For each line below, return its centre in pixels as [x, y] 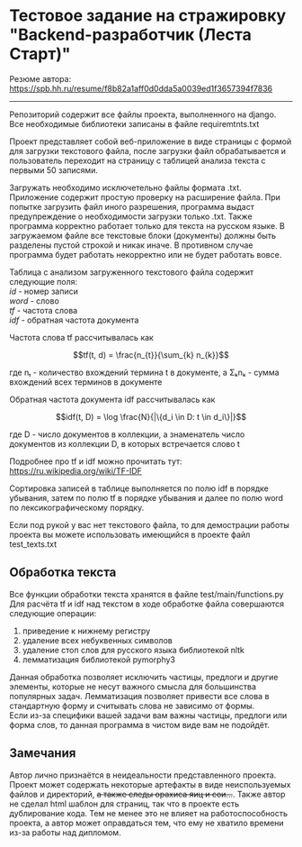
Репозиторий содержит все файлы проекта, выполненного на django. [143, 114]
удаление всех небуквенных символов [97, 640]
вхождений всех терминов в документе [86, 382]
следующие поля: [44, 281]
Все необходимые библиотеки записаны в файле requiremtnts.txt [134, 123]
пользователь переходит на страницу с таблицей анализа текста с [138, 160]
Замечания [43, 753]
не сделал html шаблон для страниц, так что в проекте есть [124, 804]
